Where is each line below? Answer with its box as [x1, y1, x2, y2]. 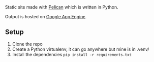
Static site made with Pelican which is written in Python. [5, 4, 119, 10]
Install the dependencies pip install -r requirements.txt [12, 51, 132, 57]
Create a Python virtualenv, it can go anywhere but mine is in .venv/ [12, 46, 149, 52]
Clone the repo [12, 41, 43, 47]
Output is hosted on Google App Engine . [5, 14, 87, 19]
